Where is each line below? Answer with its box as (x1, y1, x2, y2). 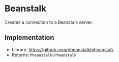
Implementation (4, 33, 55, 42)
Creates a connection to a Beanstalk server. (4, 19, 93, 25)
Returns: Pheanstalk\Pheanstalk (11, 52, 77, 58)
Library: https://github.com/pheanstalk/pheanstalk (11, 46, 114, 52)
